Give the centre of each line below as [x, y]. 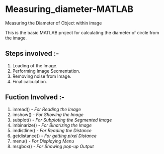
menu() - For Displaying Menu [43, 141]
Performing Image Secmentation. [46, 71]
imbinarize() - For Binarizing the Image [52, 125]
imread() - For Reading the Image [46, 109]
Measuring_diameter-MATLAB [69, 9]
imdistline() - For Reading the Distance [52, 130]
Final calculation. [30, 81]
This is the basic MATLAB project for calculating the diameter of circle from [82, 32]
